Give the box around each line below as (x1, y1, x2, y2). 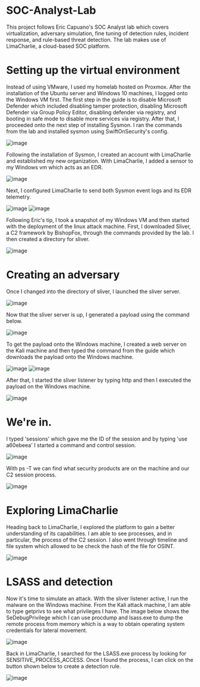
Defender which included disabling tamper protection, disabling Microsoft (6, 102, 187, 110)
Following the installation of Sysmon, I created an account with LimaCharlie (6, 151, 191, 158)
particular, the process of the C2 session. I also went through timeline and (6, 536, 188, 543)
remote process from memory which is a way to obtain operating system (6, 620, 185, 627)
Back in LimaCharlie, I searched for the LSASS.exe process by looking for (6, 650, 187, 657)
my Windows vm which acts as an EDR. (6, 163, 103, 171)
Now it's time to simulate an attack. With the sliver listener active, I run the (6, 595, 189, 602)
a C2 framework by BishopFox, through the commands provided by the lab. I (6, 229, 194, 236)
